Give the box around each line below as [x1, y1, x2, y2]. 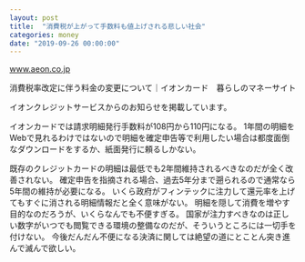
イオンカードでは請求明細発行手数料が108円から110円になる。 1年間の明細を [9, 121, 296, 132]
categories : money [9, 30, 79, 39]
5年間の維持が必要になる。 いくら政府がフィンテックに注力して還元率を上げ [9, 186, 296, 196]
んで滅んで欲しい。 [9, 243, 81, 254]
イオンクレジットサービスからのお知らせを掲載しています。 [9, 102, 232, 113]
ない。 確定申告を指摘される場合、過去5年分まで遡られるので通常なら [33, 175, 296, 186]
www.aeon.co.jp [9, 64, 71, 75]
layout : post [9, 13, 59, 23]
